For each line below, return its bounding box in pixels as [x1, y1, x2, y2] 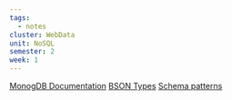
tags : [9, 13, 30, 23]
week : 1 [9, 55, 39, 65]
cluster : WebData [9, 30, 76, 39]
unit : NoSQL [9, 38, 55, 48]
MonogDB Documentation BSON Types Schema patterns [9, 81, 223, 91]
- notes [17, 22, 47, 31]
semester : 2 [9, 47, 55, 56]
